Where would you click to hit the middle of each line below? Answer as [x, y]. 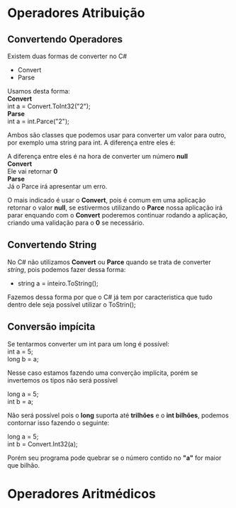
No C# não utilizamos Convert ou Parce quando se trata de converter [109, 262]
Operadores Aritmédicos [82, 493]
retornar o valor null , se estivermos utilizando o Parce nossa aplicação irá [115, 208]
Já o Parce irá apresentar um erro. [57, 186]
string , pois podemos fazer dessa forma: [67, 269]
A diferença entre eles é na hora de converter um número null [98, 156]
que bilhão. [24, 465]
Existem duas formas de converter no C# [67, 56]
